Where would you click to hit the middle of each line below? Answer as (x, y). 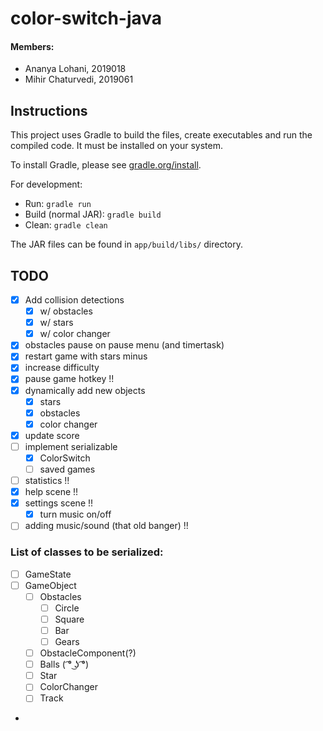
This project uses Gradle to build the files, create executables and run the (161, 135)
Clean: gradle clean (66, 225)
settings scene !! (59, 503)
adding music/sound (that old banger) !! (106, 526)
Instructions (49, 110)
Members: (32, 46)
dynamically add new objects (85, 390)
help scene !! (51, 492)
